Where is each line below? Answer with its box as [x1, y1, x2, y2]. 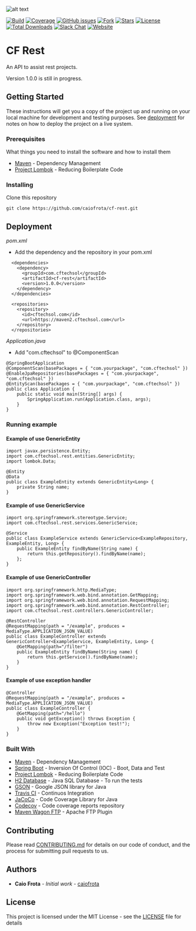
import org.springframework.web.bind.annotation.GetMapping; [6, 592, 160, 598]
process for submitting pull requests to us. [6, 847, 109, 854]
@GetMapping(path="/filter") [16, 644, 88, 650]
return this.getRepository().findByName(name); [27, 551, 146, 557]
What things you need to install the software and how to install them [6, 148, 171, 156]
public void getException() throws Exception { [16, 716, 135, 722]
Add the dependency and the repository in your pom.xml [14, 248, 152, 256]
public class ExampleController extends [6, 633, 107, 640]
